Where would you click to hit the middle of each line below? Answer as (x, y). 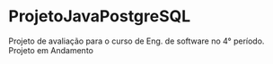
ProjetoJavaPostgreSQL (100, 16)
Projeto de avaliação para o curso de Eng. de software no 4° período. (136, 41)
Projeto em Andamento (51, 50)
